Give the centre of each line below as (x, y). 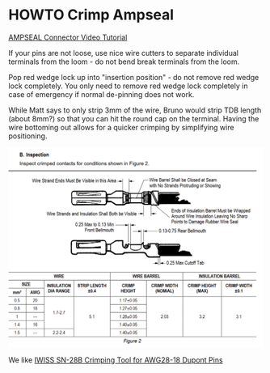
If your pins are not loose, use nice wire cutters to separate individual (123, 53)
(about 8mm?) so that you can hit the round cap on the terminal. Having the (134, 118)
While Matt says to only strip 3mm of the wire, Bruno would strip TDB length (135, 110)
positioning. (28, 136)
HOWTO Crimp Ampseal (91, 15)
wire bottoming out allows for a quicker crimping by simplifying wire (121, 127)
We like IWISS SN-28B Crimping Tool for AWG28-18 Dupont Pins (116, 360)
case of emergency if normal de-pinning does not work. (101, 94)
